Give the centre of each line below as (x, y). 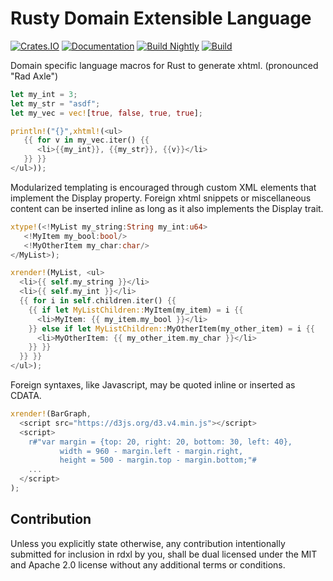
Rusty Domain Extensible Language (161, 18)
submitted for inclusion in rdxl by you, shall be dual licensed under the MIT (164, 554)
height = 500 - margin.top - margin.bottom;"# (158, 460)
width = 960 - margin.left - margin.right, (151, 451)
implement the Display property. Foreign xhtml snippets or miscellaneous (161, 198)
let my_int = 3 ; (44, 94)
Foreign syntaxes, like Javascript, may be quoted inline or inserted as (153, 385)
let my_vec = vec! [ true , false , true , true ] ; (107, 113)
